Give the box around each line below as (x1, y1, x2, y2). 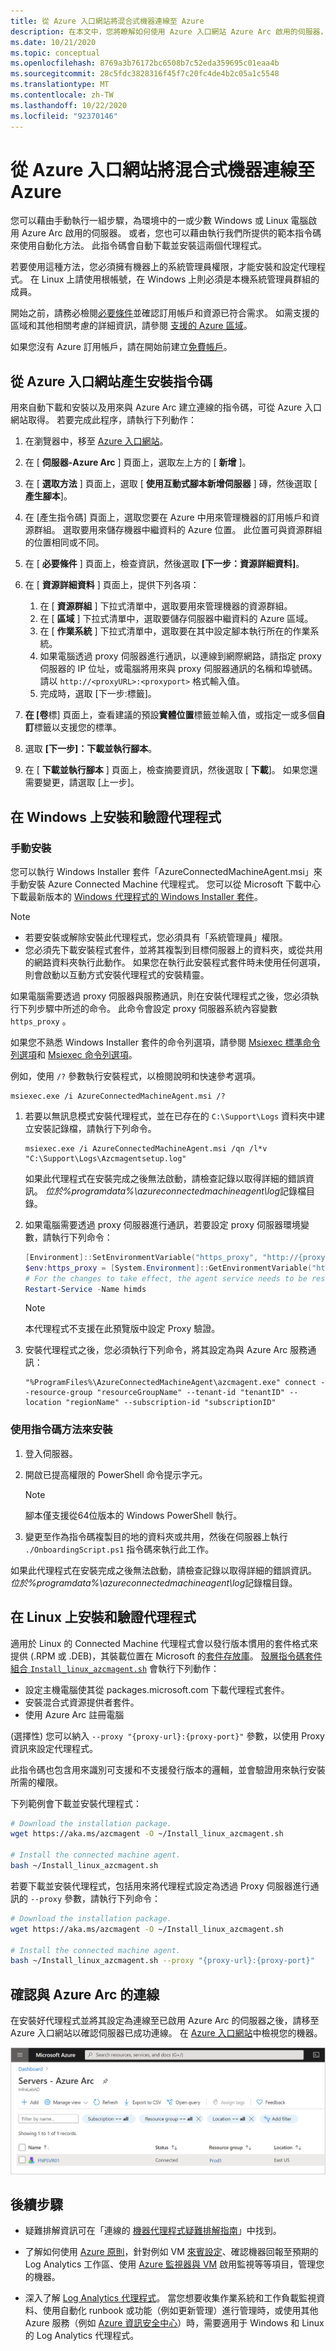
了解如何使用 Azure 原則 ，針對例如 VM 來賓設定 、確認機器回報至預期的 (24, 2246, 319, 2258)
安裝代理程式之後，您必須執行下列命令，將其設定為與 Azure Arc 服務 (24, 1344, 308, 1356)
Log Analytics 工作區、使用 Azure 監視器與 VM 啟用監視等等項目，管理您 (24, 2258, 325, 2270)
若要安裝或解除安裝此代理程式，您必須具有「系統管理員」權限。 (24, 931, 288, 943)
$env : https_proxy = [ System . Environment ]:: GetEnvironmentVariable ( (24, 1263, 313, 1273)
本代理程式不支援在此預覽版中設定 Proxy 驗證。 (24, 1323, 221, 1335)
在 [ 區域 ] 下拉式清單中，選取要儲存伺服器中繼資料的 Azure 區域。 (39, 613, 314, 625)
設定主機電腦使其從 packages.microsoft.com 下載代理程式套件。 (24, 1683, 290, 1695)
